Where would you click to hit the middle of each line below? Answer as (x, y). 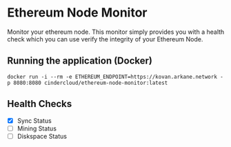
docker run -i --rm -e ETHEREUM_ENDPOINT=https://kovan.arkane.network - (115, 77)
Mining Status (37, 128)
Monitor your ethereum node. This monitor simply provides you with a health (116, 32)
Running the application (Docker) (80, 61)
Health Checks (40, 104)
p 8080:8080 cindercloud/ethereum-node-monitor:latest (88, 83)
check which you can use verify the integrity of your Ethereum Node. (105, 39)
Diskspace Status (42, 136)
